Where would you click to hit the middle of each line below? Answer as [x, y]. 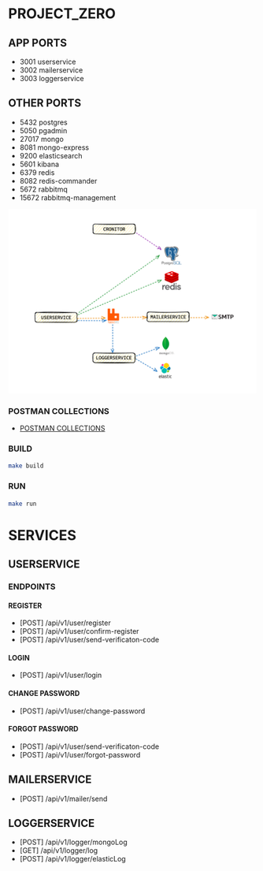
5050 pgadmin [43, 130]
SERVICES [43, 535]
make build [26, 466]
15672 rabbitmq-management [68, 197]
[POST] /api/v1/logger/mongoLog [73, 842]
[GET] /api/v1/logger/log [59, 851]
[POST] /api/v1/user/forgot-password [80, 754]
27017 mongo [42, 139]
